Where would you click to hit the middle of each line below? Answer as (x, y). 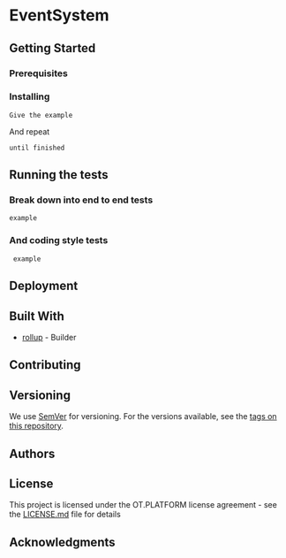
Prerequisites (38, 73)
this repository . (37, 426)
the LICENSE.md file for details (65, 515)
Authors (32, 453)
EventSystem (59, 15)
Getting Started (53, 48)
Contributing (45, 365)
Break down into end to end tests (81, 200)
